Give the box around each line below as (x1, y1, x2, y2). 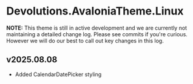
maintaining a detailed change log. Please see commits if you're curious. (6, 30, 188, 37)
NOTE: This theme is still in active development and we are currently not (6, 24, 187, 31)
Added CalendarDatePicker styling (15, 71, 102, 78)
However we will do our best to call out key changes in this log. (6, 37, 164, 44)
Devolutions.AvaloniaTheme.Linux (6, 4, 184, 18)
